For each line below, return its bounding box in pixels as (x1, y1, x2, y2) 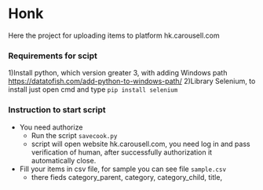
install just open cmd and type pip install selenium (8, 85, 178, 94)
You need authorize (19, 122, 83, 132)
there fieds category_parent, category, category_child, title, (31, 172, 222, 181)
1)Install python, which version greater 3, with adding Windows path (8, 68, 228, 78)
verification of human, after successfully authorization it (31, 147, 213, 157)
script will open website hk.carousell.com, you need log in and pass (31, 139, 250, 148)
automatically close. (31, 155, 97, 165)
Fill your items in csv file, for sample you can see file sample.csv (19, 164, 226, 174)
